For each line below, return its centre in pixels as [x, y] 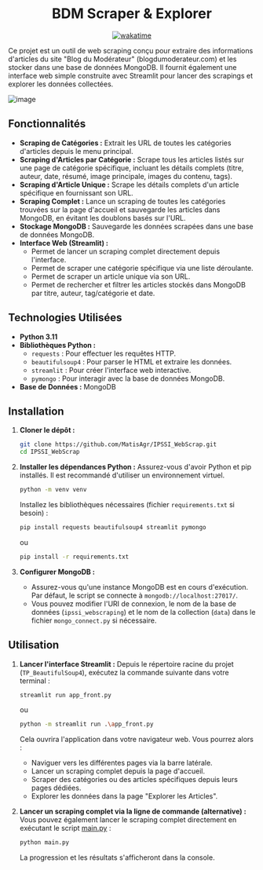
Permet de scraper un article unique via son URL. [111, 276]
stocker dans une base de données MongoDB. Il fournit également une [122, 67]
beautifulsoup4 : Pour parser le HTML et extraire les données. [131, 361]
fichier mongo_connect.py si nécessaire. [94, 620]
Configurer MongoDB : [57, 572]
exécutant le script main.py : [65, 828]
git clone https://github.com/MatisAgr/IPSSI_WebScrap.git [118, 444]
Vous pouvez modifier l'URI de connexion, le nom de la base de [134, 603]
